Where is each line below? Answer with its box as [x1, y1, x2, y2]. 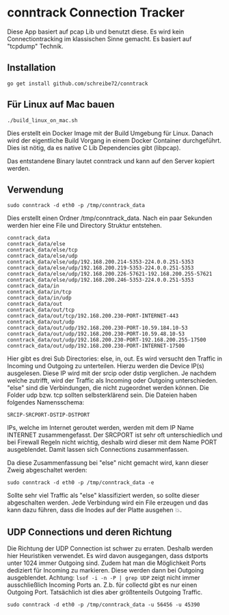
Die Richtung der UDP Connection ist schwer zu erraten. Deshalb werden [7, 544, 213, 553]
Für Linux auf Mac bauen [7, 99, 115, 110]
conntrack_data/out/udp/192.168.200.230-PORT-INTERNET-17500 [7, 343, 185, 350]
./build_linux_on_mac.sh [7, 117, 78, 124]
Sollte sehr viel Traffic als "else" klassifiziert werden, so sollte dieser [7, 492, 200, 500]
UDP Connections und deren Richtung [7, 526, 172, 538]
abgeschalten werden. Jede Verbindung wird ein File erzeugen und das [7, 498, 208, 507]
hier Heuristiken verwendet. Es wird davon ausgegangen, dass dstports [7, 552, 208, 560]
